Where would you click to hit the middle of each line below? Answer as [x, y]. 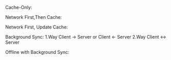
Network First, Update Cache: [36, 27]
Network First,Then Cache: [34, 17]
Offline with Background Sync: [37, 52]
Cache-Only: [19, 7]
